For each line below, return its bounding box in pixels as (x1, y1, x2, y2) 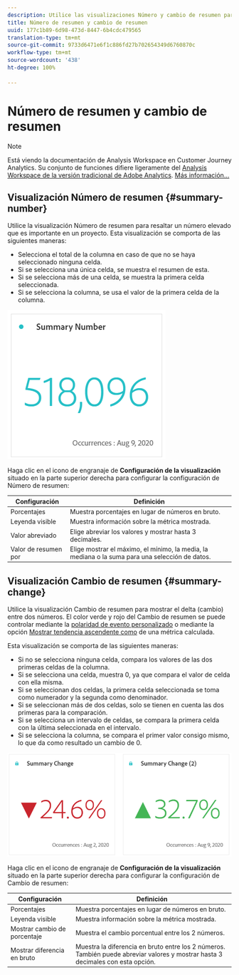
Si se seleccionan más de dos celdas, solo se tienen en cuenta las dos (17, 701, 224, 709)
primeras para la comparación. (17, 709, 108, 717)
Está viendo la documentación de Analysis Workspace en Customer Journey (7, 155, 233, 164)
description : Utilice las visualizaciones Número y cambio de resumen (7, 11, 221, 19)
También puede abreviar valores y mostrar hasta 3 (75, 949, 223, 958)
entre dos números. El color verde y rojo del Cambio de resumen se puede (7, 612, 225, 621)
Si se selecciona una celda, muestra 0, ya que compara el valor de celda (17, 670, 230, 679)
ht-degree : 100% (7, 64, 55, 71)
